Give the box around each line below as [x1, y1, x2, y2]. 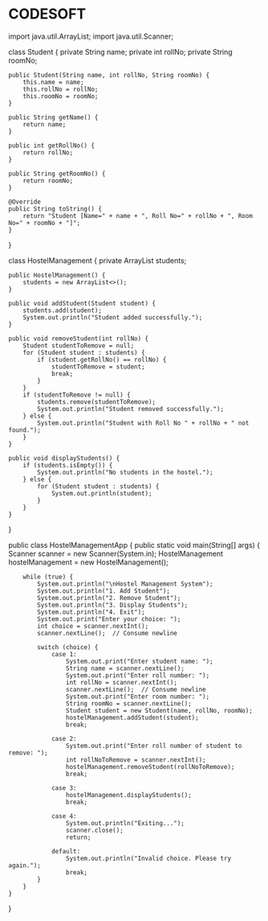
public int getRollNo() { [8, 142, 95, 150]
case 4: [51, 812, 78, 820]
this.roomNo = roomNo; [22, 92, 99, 101]
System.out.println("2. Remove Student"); [37, 594, 181, 602]
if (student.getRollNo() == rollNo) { [37, 356, 167, 364]
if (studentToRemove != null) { [22, 391, 131, 399]
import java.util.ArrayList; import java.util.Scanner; [8, 31, 174, 41]
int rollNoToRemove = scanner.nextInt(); [65, 755, 206, 764]
